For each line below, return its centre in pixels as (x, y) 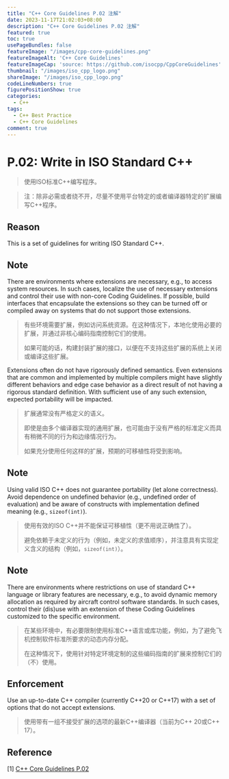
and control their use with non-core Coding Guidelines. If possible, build (108, 296)
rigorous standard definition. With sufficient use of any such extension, (107, 392)
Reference (30, 752)
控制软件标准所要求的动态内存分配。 (81, 639)
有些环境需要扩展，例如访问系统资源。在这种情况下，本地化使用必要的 (123, 324)
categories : (24, 97)
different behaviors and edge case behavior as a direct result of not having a (115, 384)
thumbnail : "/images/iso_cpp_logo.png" (64, 71)
